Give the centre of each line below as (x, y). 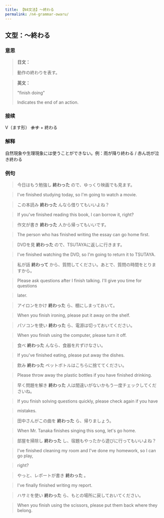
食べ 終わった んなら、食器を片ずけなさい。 (61, 345)
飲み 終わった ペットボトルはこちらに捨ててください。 (72, 365)
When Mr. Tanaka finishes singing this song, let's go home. (76, 431)
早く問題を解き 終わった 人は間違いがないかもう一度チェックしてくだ (87, 385)
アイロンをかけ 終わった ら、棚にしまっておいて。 (67, 305)
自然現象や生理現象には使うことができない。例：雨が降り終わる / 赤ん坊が (80, 153)
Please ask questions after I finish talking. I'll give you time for (79, 281)
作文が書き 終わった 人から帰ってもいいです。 (63, 225)
